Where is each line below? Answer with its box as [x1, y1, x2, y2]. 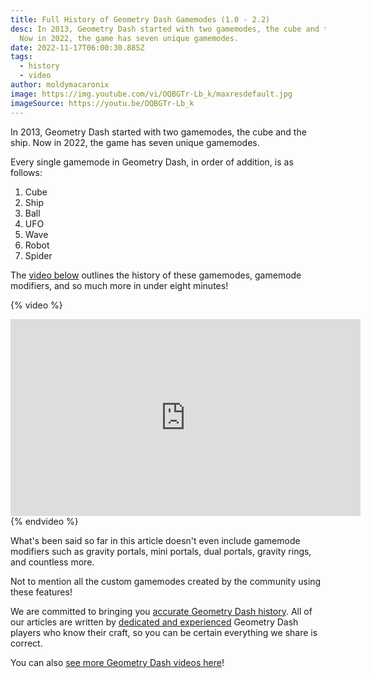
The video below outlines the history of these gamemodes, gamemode [10, 269, 302, 281]
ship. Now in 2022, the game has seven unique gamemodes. [10, 136, 260, 148]
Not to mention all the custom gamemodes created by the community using [10, 575, 322, 587]
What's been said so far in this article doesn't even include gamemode [10, 534, 301, 546]
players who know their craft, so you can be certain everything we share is [10, 626, 318, 638]
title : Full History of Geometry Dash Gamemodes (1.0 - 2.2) [10, 14, 271, 25]
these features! [10, 586, 73, 598]
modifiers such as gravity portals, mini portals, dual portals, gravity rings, [10, 545, 312, 557]
